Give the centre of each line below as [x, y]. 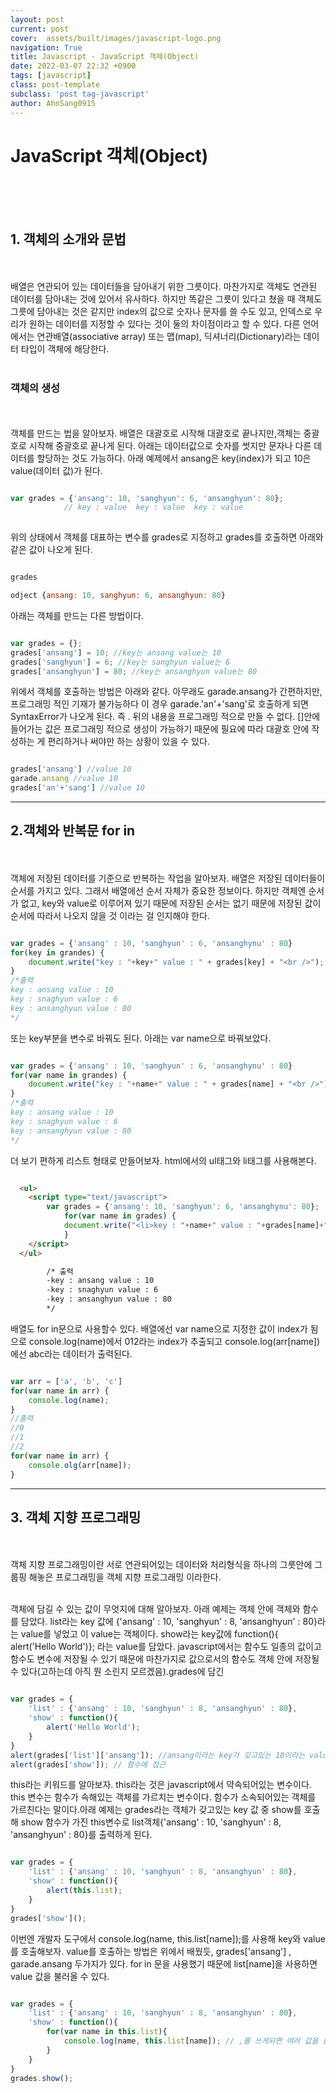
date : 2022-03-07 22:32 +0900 [73, 66]
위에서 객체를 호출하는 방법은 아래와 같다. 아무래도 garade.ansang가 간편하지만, [166, 692]
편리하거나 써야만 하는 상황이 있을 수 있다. [128, 742]
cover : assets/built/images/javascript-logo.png [116, 38]
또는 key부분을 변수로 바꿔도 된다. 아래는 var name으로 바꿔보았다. [141, 1038]
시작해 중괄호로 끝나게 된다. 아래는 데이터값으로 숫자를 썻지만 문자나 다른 [170, 445]
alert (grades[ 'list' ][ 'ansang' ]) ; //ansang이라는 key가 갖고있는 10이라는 [158, 1755]
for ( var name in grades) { [120, 1216]
